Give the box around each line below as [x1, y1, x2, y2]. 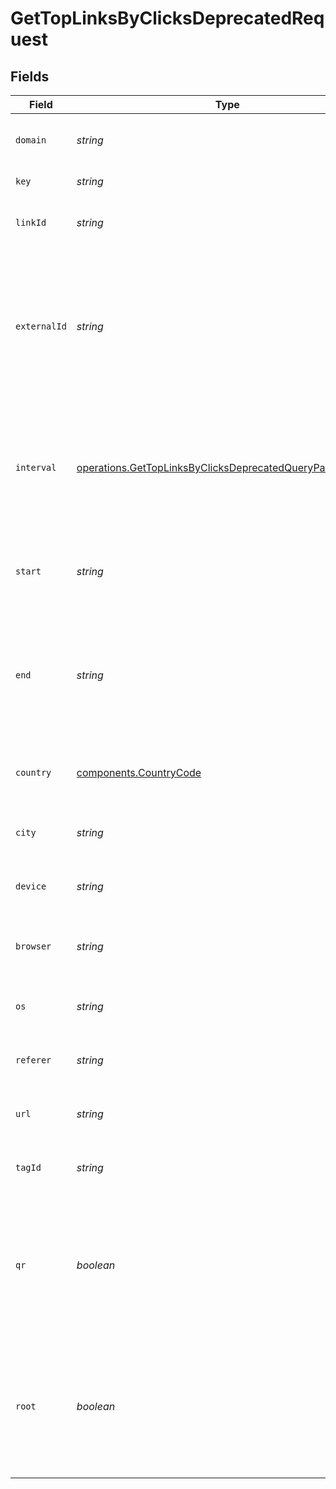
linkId [15, 217, 47, 228]
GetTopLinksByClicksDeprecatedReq [10, 7, 325, 30]
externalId [15, 321, 67, 332]
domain [15, 135, 47, 146]
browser [15, 941, 52, 952]
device [15, 881, 47, 892]
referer [15, 1055, 52, 1066]
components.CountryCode [76, 766, 202, 779]
